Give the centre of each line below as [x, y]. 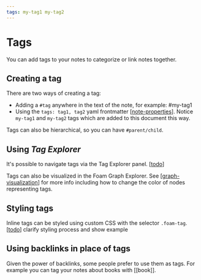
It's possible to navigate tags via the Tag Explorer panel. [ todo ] [85, 164]
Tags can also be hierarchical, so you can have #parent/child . [85, 130]
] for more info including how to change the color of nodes [112, 183]
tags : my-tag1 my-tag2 [35, 12]
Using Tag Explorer [44, 149]
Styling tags [30, 208]
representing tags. [30, 189]
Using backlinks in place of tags [68, 249]
